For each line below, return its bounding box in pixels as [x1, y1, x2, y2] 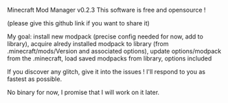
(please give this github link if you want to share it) [7, 19, 150, 27]
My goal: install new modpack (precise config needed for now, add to [7, 32, 204, 41]
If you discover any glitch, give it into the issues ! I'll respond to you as [7, 68, 206, 76]
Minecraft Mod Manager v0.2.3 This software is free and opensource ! [7, 6, 206, 14]
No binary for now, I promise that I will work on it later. [7, 89, 160, 96]
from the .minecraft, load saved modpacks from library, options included [7, 54, 212, 62]
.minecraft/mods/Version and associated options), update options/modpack [7, 47, 222, 55]
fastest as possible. [7, 75, 62, 83]
